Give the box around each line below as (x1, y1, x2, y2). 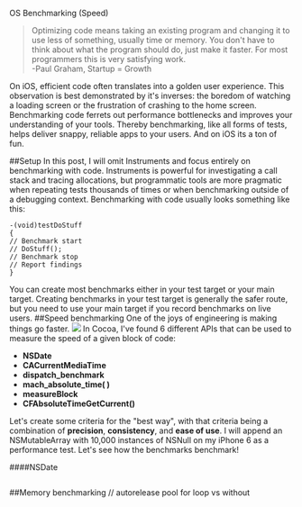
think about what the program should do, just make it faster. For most (31, 44, 288, 55)
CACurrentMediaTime (22, 360, 106, 370)
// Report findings (9, 260, 83, 269)
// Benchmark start (9, 237, 83, 246)
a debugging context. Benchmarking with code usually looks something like (9, 194, 290, 204)
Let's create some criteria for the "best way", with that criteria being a (9, 416, 269, 426)
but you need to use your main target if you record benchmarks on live (9, 303, 272, 313)
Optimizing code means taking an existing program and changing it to (31, 25, 290, 35)
